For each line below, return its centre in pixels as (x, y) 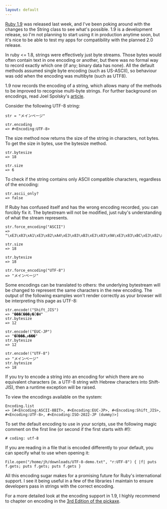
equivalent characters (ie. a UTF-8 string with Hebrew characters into (76, 382)
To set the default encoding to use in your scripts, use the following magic (81, 424)
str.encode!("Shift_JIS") (32, 310)
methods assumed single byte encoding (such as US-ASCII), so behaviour (81, 71)
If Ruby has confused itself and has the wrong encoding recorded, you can (82, 207)
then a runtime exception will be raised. (56, 387)
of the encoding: (22, 184)
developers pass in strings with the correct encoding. (60, 486)
